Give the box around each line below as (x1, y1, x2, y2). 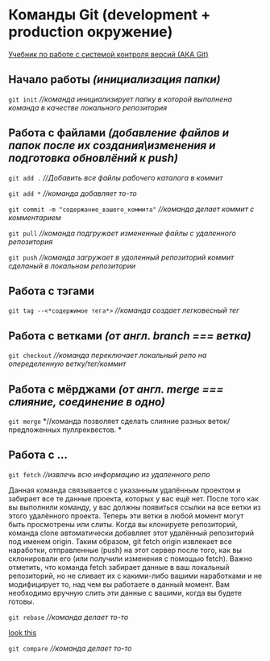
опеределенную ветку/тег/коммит (8, 359, 127, 368)
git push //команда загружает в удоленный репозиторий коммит (8, 252, 235, 262)
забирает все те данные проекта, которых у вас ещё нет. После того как (8, 493, 260, 503)
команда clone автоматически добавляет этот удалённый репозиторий (8, 528, 254, 538)
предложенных (8, 425, 61, 434)
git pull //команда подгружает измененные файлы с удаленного (8, 228, 236, 238)
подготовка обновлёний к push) (8, 152, 179, 165)
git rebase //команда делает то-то (8, 612, 129, 622)
